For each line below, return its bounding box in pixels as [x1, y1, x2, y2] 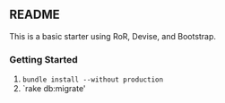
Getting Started [9, 53, 78, 65]
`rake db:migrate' [22, 83, 87, 94]
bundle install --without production [22, 75, 164, 84]
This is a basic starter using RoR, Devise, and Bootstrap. [9, 30, 217, 41]
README [9, 7, 60, 22]
